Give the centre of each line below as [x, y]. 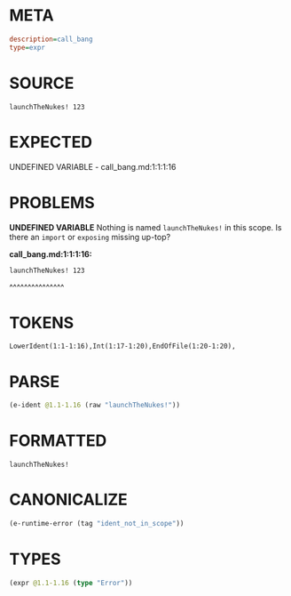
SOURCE [42, 83]
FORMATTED [58, 441]
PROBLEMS [52, 202]
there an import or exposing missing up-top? [90, 237]
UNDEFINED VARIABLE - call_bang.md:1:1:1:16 [93, 166]
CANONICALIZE [69, 500]
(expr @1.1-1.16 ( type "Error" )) [71, 583]
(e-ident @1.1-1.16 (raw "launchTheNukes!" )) [94, 406]
